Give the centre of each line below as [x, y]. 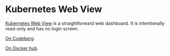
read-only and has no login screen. [42, 28]
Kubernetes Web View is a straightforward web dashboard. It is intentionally [85, 23]
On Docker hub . [22, 48]
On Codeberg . [20, 38]
